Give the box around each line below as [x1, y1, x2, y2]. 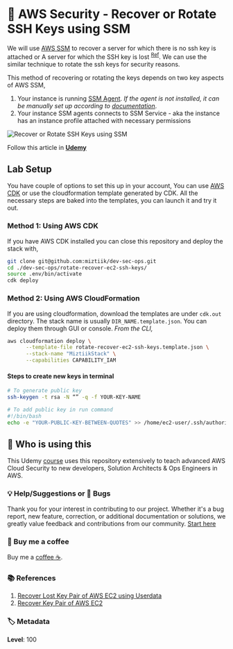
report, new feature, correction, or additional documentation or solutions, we [7, 512, 226, 520]
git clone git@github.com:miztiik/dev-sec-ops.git [7, 258, 157, 264]
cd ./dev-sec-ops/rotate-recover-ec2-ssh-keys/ [7, 264, 148, 271]
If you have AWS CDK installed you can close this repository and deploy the [7, 237, 223, 245]
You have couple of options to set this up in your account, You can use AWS [7, 182, 225, 190]
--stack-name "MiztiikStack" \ [25, 351, 116, 357]
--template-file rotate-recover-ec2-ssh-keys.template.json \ [25, 344, 209, 351]
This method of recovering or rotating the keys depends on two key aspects [7, 73, 224, 82]
